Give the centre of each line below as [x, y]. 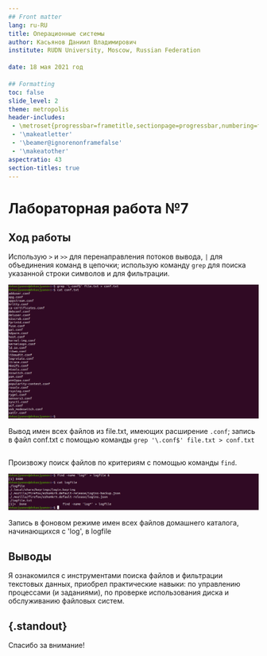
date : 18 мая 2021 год [46, 68]
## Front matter [35, 17]
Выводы [30, 556]
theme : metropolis [39, 109]
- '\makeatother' [40, 151]
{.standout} [38, 626]
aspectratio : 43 [35, 159]
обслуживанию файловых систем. [66, 601]
